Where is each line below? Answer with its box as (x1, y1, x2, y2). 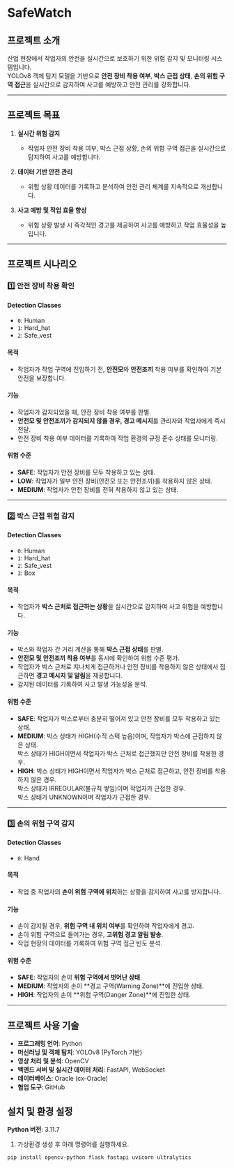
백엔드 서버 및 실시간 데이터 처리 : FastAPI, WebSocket (17, 1065, 166, 1074)
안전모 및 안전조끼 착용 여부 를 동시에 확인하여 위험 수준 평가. (17, 654, 180, 662)
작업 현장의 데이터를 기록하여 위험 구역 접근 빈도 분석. (17, 939, 162, 948)
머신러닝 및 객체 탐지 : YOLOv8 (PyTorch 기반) (17, 1048, 143, 1056)
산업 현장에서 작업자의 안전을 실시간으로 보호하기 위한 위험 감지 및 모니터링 (7, 54, 210, 62)
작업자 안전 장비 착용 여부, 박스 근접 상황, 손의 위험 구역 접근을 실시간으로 (27, 144, 226, 152)
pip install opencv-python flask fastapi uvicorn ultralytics (7, 1154, 192, 1161)
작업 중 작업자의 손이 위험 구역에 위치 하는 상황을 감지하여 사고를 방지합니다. (17, 888, 221, 896)
